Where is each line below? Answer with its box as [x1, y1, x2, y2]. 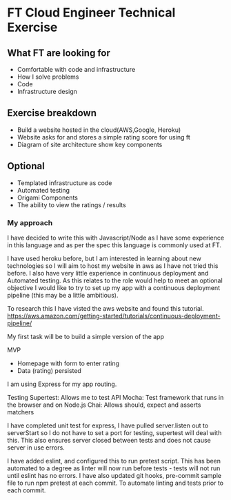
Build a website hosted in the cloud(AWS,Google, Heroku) [17, 126, 181, 134]
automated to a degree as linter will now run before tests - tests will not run [7, 464, 221, 472]
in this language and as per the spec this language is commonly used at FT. [7, 240, 222, 249]
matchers [7, 407, 34, 416]
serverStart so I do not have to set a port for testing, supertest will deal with [7, 428, 222, 436]
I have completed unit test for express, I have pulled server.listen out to [7, 421, 209, 430]
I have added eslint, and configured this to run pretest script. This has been [7, 456, 221, 465]
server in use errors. [7, 443, 66, 452]
